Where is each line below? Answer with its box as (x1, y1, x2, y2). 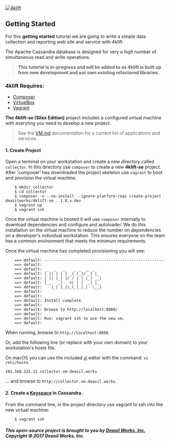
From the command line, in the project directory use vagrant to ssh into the (5, 401, 163, 407)
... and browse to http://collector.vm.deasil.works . (5, 378, 117, 384)
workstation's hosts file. (5, 345, 56, 351)
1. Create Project (5, 147, 41, 153)
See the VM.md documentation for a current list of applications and (17, 130, 160, 136)
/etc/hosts (5, 360, 29, 366)
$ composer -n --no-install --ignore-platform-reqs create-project (14, 194, 161, 199)
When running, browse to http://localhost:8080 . (5, 329, 110, 335)
